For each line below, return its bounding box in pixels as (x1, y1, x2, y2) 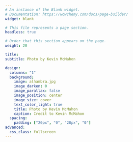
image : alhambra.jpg (14, 79, 56, 84)
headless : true (5, 30, 36, 35)
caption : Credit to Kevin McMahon (14, 111, 84, 116)
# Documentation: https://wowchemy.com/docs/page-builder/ (5, 12, 129, 17)
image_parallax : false (14, 88, 60, 93)
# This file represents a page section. (5, 25, 89, 30)
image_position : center (14, 93, 63, 98)
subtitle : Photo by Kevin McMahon (5, 57, 76, 61)
